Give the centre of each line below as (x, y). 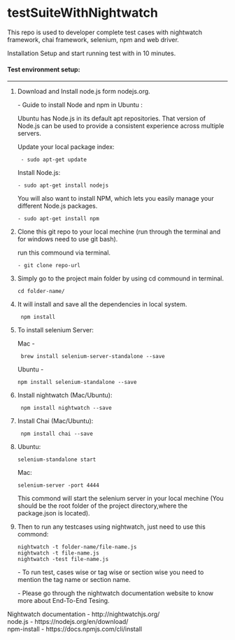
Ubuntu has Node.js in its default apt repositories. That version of (112, 119)
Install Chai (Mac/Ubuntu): (55, 421)
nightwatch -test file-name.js (63, 560)
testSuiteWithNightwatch (83, 13)
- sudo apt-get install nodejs (63, 186)
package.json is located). (54, 513)
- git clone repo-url (49, 266)
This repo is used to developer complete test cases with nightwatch (105, 32)
